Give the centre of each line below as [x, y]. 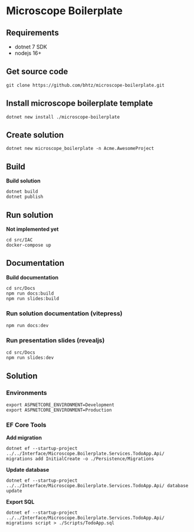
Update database [28, 470]
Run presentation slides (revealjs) [55, 341]
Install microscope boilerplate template [80, 104]
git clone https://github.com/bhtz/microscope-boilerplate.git [86, 85]
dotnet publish [25, 197]
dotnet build [22, 192]
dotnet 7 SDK [31, 47]
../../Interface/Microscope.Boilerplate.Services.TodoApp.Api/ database [97, 486]
